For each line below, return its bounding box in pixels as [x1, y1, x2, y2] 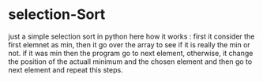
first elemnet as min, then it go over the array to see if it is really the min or [8, 39, 250, 49]
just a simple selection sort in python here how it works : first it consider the [8, 32, 255, 41]
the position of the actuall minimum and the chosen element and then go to [8, 57, 253, 66]
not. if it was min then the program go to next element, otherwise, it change [8, 48, 254, 58]
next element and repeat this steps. [8, 65, 124, 74]
